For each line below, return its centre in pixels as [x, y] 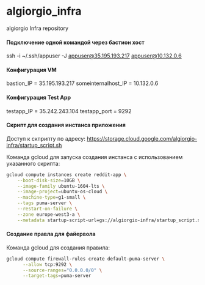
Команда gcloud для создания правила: [58, 247]
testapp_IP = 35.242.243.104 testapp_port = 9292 [69, 111]
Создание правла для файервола [51, 234]
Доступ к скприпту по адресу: [46, 138]
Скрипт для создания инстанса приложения [66, 125]
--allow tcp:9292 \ [47, 264]
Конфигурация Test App [39, 97]
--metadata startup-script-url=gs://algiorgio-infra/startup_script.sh [110, 220]
